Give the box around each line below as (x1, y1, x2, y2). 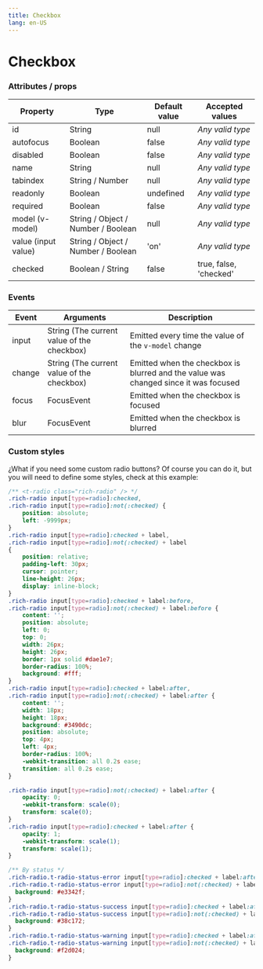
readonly (12, 188, 45, 199)
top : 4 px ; (22, 736, 55, 744)
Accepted (205, 101, 243, 112)
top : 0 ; (22, 634, 47, 642)
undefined (146, 188, 186, 199)
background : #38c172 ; (15, 917, 86, 925)
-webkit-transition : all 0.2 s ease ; (22, 757, 142, 766)
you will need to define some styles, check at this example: (8, 472, 199, 481)
